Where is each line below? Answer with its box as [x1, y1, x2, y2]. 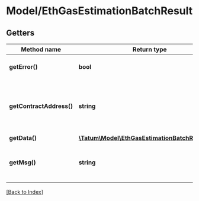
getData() [9, 134, 37, 142]
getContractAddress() [9, 102, 73, 110]
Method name [20, 46, 61, 53]
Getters [6, 28, 35, 38]
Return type [132, 46, 167, 53]
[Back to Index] [6, 189, 43, 195]
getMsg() [9, 158, 37, 167]
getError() [9, 63, 38, 71]
